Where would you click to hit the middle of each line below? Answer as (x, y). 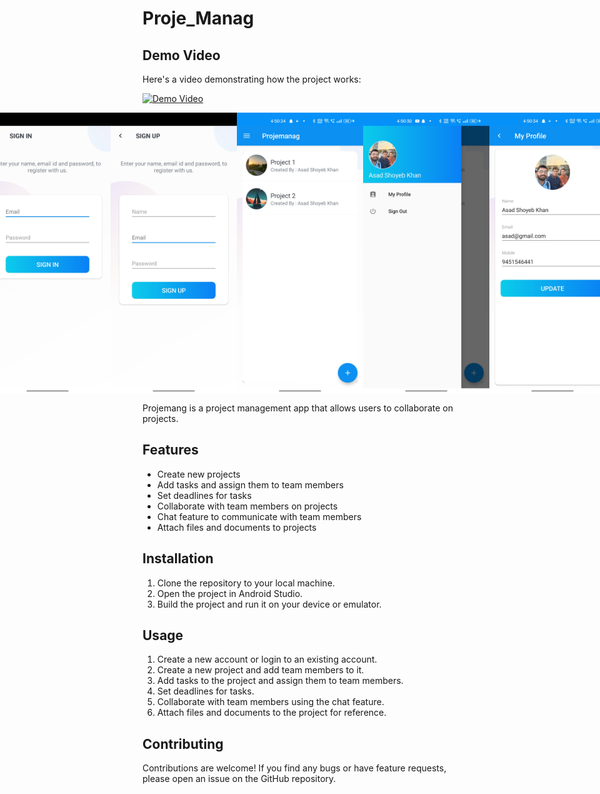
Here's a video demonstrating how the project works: (252, 79)
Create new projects (198, 474)
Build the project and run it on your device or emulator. (269, 604)
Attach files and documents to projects (236, 527)
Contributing (183, 743)
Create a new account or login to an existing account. (267, 659)
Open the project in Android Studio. (230, 593)
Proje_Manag (198, 18)
